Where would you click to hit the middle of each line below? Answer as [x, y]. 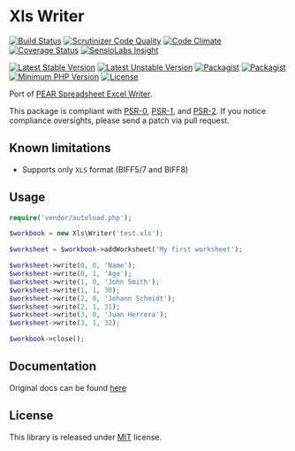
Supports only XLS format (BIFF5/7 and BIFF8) [105, 169]
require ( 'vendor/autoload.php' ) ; [71, 218]
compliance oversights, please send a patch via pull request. [119, 120]
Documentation [53, 367]
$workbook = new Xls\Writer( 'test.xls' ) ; [87, 233]
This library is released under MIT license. [86, 437]
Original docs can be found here [68, 387]
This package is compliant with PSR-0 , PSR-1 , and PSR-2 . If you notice [138, 111]
